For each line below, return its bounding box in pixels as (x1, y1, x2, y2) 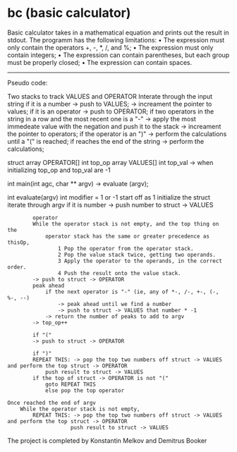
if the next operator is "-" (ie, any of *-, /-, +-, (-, (44, 288, 219, 295)
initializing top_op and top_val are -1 (7, 166, 111, 174)
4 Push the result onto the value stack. (57, 269, 181, 276)
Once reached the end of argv (7, 399, 97, 406)
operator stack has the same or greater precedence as (44, 233, 210, 240)
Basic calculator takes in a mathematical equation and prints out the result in (7, 28, 229, 37)
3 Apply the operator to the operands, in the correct (57, 257, 222, 264)
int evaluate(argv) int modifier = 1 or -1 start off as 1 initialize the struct (7, 193, 210, 202)
